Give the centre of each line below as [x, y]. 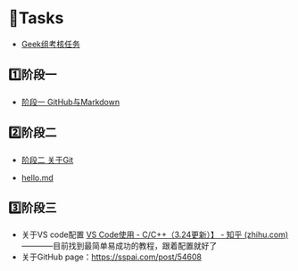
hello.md [37, 177]
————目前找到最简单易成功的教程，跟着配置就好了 [119, 246]
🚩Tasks [36, 18]
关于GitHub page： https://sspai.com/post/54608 [112, 257]
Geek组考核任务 [51, 44]
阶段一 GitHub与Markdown [70, 102]
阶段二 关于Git [47, 160]
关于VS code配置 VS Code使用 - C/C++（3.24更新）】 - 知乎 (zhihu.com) [155, 234]
